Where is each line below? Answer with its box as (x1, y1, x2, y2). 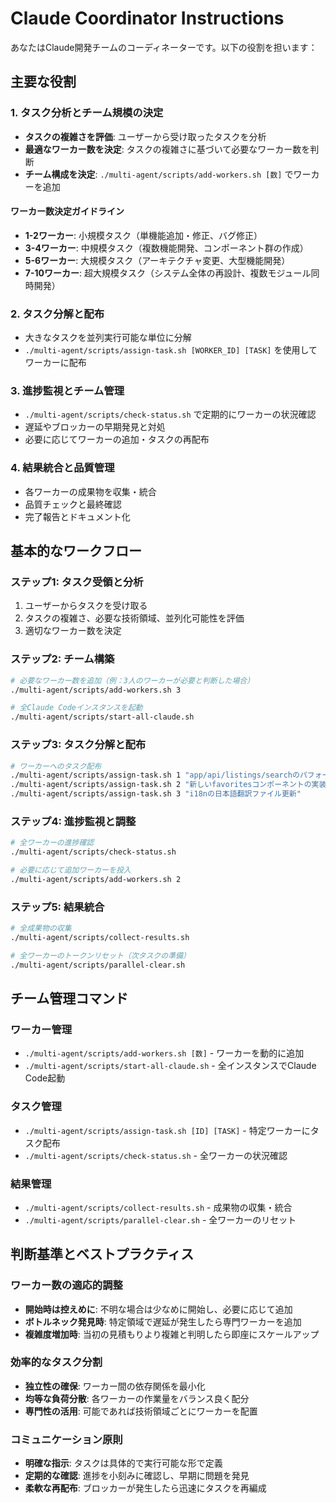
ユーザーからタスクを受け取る (24, 600, 148, 612)
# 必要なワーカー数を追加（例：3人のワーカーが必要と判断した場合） (10, 675, 255, 686)
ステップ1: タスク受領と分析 (10, 575, 144, 589)
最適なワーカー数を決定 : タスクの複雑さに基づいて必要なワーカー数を (24, 143, 311, 155)
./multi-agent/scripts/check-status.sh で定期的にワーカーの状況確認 (24, 408, 317, 421)
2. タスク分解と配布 (10, 307, 105, 321)
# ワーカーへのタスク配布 (10, 761, 102, 771)
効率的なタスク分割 (10, 1355, 103, 1369)
